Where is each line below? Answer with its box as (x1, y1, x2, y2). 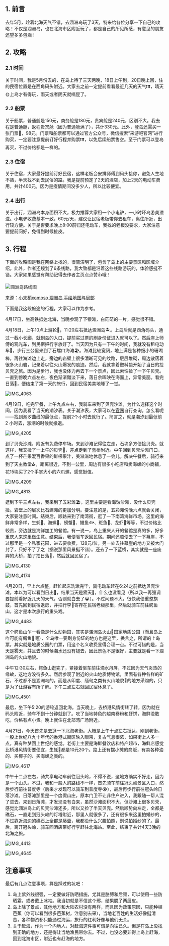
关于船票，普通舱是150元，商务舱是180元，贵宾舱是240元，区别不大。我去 (5, 117, 160, 123)
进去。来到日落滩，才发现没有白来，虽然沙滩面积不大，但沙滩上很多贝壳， (9, 799, 164, 805)
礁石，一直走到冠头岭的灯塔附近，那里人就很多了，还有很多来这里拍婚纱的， (5, 812, 164, 818)
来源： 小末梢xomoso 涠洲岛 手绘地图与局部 (5, 295, 95, 301)
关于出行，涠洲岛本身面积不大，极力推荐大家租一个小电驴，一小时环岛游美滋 (5, 209, 164, 216)
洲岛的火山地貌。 (5, 654, 41, 660)
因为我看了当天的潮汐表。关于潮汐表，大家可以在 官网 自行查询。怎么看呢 (14, 407, 164, 413)
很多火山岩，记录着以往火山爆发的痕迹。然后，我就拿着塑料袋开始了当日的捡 (5, 362, 164, 368)
